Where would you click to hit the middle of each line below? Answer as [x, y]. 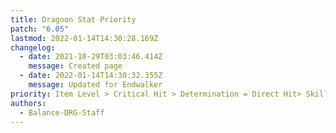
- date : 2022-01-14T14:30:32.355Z [91, 76]
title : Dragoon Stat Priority [73, 19]
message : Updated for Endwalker [95, 85]
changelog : [33, 47]
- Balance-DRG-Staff [62, 112]
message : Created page [75, 66]
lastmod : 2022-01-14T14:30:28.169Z [84, 38]
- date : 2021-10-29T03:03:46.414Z [91, 57]
